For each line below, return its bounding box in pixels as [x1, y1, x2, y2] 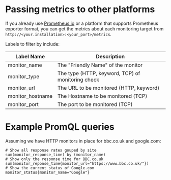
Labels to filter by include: [5, 41, 60, 47]
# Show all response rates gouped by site [5, 148, 97, 153]
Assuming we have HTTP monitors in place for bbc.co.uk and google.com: [5, 138, 161, 144]
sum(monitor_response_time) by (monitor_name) [5, 152, 106, 157]
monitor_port [8, 100, 39, 107]
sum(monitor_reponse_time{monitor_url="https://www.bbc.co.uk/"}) [5, 161, 149, 166]
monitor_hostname [8, 92, 52, 99]
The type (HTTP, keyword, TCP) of [57, 69, 140, 77]
